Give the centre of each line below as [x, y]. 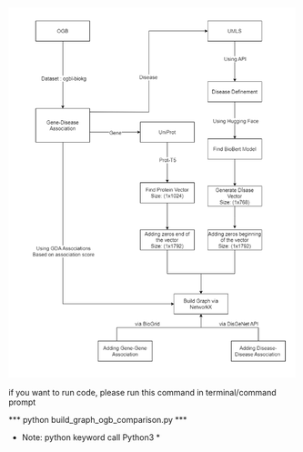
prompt [22, 402]
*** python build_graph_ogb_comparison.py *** [98, 420]
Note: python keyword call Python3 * [91, 437]
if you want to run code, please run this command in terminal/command [142, 393]
